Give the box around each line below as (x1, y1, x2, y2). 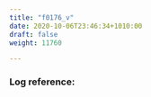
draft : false (9, 30, 58, 39)
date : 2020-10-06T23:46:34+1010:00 (9, 22, 143, 31)
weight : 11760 (9, 38, 63, 48)
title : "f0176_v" (9, 13, 75, 22)
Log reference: (9, 75, 75, 88)
